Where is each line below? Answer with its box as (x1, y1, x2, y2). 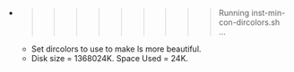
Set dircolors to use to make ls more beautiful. (30, 44, 202, 54)
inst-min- (250, 8, 286, 18)
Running (218, 8, 250, 18)
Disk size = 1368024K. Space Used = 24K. (30, 53, 189, 63)
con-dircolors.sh (218, 17, 281, 28)
